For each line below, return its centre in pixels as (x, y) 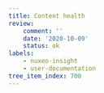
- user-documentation (59, 69)
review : (22, 23)
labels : (22, 53)
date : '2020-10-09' (56, 38)
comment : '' (43, 31)
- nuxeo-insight (51, 61)
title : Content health (47, 16)
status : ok (41, 46)
